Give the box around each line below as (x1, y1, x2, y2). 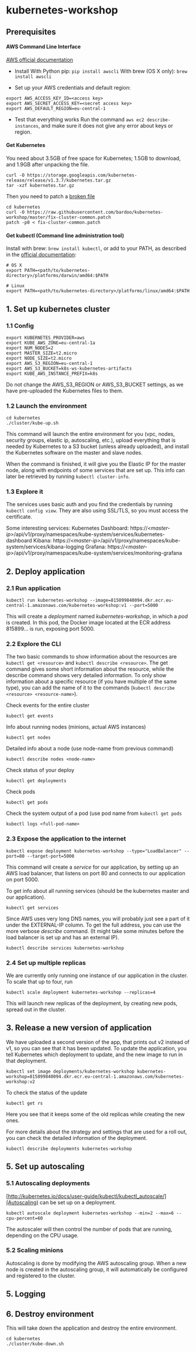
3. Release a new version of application (6, 1023, 152, 1033)
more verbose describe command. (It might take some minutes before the (6, 927, 184, 934)
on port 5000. (6, 876, 40, 883)
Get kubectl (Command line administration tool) (6, 232, 125, 239)
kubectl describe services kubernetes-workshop (6, 945, 125, 951)
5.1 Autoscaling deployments (6, 1179, 90, 1187)
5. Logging (6, 1289, 46, 1299)
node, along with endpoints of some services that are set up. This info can (6, 467, 185, 474)
